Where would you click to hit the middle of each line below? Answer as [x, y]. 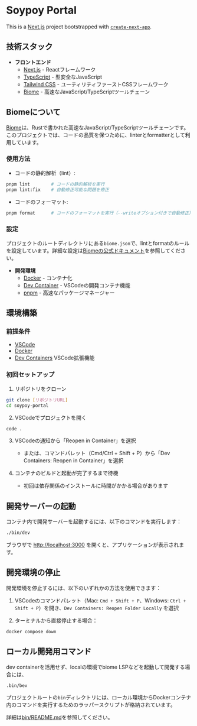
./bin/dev [18, 533]
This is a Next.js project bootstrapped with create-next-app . [79, 27]
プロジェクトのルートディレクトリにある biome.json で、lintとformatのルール [98, 243]
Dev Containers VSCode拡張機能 [55, 358]
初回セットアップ [30, 375]
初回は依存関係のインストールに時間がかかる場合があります [96, 486]
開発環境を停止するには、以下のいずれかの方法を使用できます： [83, 588]
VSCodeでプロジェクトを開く [50, 417]
